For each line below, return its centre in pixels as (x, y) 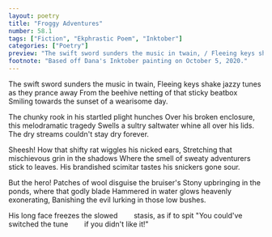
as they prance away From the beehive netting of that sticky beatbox (123, 92)
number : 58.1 (30, 31)
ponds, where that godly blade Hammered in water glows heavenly (120, 191)
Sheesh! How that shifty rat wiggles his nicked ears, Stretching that (120, 150)
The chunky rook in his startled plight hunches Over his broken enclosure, (132, 116)
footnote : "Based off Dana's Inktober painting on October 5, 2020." (128, 61)
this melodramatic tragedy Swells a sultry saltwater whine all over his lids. (132, 125)
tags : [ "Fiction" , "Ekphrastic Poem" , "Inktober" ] (96, 38)
